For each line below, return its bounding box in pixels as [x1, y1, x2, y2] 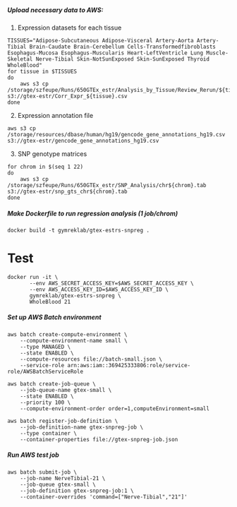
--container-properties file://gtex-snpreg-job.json [20, 436, 178, 443]
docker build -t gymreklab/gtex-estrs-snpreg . [7, 227, 150, 234]
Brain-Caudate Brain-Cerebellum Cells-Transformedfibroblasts [29, 43, 217, 50]
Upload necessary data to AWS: [7, 6, 104, 14]
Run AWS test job [7, 451, 60, 459]
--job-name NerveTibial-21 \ [20, 475, 106, 482]
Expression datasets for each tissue [17, 23, 122, 32]
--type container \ [20, 429, 78, 437]
